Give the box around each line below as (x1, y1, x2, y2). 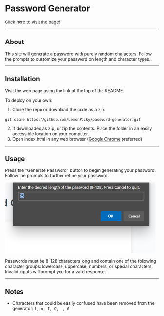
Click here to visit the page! (5, 19, 60, 25)
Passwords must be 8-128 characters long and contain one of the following (5, 258, 156, 264)
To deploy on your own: (5, 97, 53, 103)
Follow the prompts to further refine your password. (5, 173, 109, 179)
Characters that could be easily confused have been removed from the (12, 300, 155, 306)
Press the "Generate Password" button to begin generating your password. (5, 168, 156, 173)
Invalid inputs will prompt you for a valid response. (5, 269, 106, 274)
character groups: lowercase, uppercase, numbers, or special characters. (5, 263, 153, 269)
